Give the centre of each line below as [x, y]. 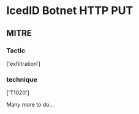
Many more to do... [30, 105]
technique [22, 79]
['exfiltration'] [24, 63]
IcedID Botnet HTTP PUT [70, 11]
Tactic [16, 51]
